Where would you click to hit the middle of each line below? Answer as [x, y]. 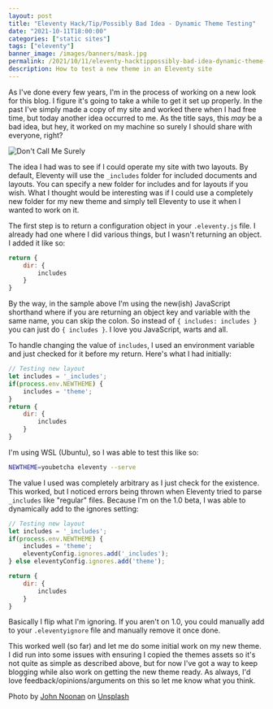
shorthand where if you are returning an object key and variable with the [129, 312]
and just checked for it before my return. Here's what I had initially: [120, 354]
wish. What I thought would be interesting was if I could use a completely [131, 193]
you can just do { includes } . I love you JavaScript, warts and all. [118, 329]
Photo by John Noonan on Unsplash [69, 697]
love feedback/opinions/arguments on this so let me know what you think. [132, 681]
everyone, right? [36, 135]
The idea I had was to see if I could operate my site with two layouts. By [128, 167]
